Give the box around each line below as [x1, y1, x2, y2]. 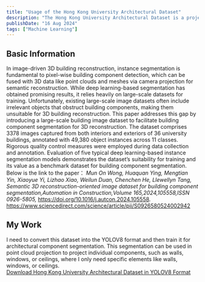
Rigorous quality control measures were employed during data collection [6, 143, 189, 150]
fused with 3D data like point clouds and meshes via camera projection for [6, 78, 193, 85]
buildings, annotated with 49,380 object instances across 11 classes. [6, 136, 179, 143]
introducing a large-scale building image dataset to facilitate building [6, 117, 179, 124]
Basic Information [6, 48, 76, 59]
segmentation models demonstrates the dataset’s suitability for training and [6, 156, 196, 163]
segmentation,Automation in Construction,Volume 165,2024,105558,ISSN [6, 189, 190, 197]
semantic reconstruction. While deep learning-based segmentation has [6, 84, 185, 92]
